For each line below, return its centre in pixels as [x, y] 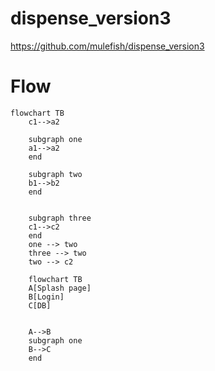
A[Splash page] [60, 288]
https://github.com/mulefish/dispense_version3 [107, 46]
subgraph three [60, 218]
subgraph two [55, 174]
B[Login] [46, 297]
